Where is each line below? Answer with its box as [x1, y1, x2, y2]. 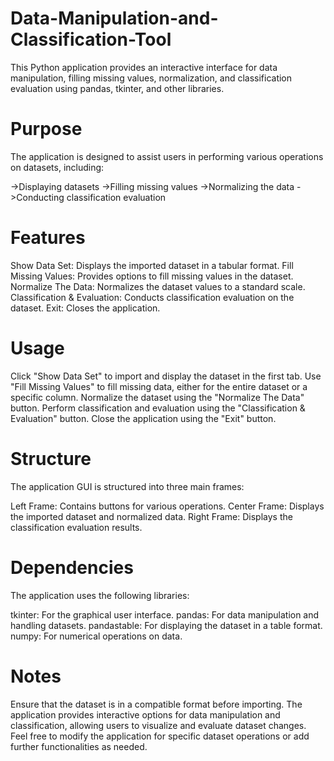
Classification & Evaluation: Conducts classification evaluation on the [10, 291, 295, 303]
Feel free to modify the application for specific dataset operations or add [10, 730, 310, 742]
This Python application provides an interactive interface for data [10, 61, 278, 73]
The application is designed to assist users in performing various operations [10, 150, 324, 162]
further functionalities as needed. [10, 740, 148, 752]
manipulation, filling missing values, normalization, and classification [10, 72, 293, 84]
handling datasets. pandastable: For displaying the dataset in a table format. [10, 619, 323, 631]
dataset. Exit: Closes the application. [10, 302, 161, 314]
